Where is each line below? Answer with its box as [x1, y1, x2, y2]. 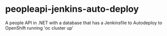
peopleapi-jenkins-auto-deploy [5, 3, 139, 15]
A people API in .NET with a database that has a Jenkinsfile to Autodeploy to [5, 20, 162, 26]
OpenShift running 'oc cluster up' [5, 25, 73, 31]
